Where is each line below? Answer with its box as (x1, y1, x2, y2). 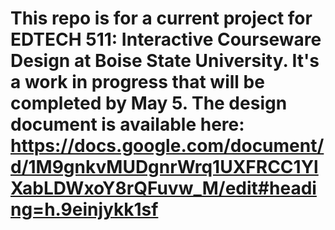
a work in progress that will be (10, 71, 265, 94)
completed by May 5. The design (10, 92, 288, 115)
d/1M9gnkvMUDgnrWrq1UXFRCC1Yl (10, 156, 319, 179)
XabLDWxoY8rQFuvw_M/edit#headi (10, 177, 317, 200)
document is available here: (10, 113, 245, 136)
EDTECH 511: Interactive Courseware (10, 28, 322, 51)
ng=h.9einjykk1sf (10, 198, 159, 221)
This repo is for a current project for (10, 7, 313, 30)
